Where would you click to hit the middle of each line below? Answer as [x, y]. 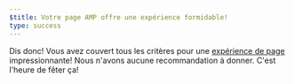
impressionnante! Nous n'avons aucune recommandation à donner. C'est [143, 60]
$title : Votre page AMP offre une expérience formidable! [119, 17]
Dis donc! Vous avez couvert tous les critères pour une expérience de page [147, 50]
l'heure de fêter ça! [44, 69]
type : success [36, 26]
